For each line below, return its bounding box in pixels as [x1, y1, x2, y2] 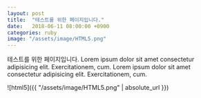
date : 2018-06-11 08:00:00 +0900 [7, 23, 110, 29]
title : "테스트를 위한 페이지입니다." [7, 16, 105, 23]
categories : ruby [7, 29, 57, 36]
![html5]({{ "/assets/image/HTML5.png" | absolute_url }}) [7, 84, 169, 92]
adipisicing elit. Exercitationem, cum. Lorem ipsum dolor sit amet [7, 63, 191, 71]
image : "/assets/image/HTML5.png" [7, 36, 107, 42]
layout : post [7, 10, 45, 17]
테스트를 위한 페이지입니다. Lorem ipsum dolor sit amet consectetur [7, 56, 195, 64]
